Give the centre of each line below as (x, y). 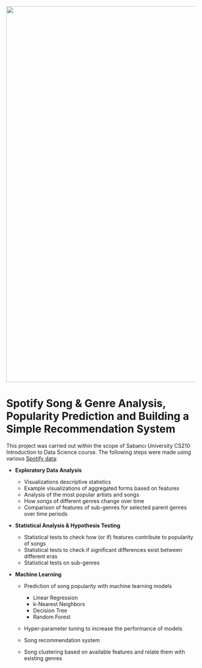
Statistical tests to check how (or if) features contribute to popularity (109, 537)
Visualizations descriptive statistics (67, 481)
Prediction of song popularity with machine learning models (98, 586)
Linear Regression (55, 598)
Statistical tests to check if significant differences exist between (103, 549)
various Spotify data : (32, 458)
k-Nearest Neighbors (59, 604)
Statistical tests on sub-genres (62, 563)
